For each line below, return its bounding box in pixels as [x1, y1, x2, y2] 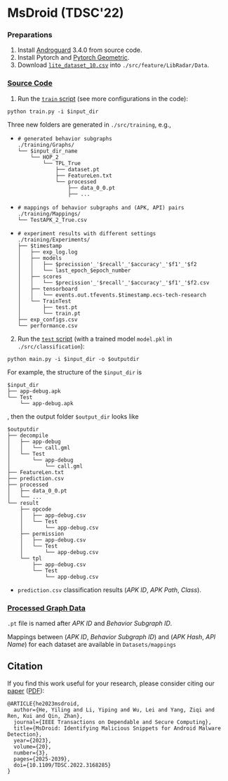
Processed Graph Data [7, 603, 86, 612]
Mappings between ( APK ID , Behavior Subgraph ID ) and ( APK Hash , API [7, 633, 216, 641]
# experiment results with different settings [17, 230, 156, 237]
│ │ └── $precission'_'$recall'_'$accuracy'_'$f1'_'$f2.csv [17, 279, 210, 286]
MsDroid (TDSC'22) [7, 5, 124, 21]
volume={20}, [13, 743, 52, 750]
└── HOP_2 [30, 153, 59, 161]
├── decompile [7, 432, 49, 439]
